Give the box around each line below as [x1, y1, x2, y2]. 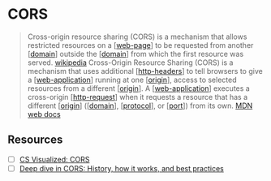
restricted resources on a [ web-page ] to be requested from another [27, 40, 254, 50]
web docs [27, 109, 62, 119]
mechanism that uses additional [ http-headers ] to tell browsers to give [27, 66, 263, 75]
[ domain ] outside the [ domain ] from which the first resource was [27, 49, 244, 58]
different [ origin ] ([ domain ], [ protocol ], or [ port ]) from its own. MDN [27, 101, 253, 110]
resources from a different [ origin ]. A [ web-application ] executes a [27, 83, 251, 93]
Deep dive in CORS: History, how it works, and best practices [19, 163, 224, 173]
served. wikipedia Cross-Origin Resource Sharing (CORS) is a [27, 58, 234, 67]
